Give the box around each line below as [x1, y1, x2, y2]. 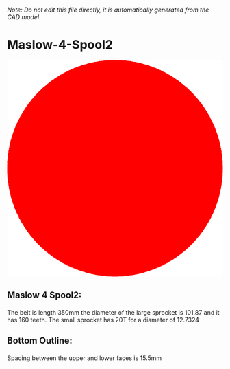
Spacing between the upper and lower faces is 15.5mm [7, 354, 162, 362]
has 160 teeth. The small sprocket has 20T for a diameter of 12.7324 [7, 315, 200, 324]
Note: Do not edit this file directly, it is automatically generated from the [7, 5, 209, 14]
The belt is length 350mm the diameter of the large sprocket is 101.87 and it [7, 308, 220, 316]
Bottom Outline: [7, 335, 73, 346]
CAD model [7, 12, 40, 21]
